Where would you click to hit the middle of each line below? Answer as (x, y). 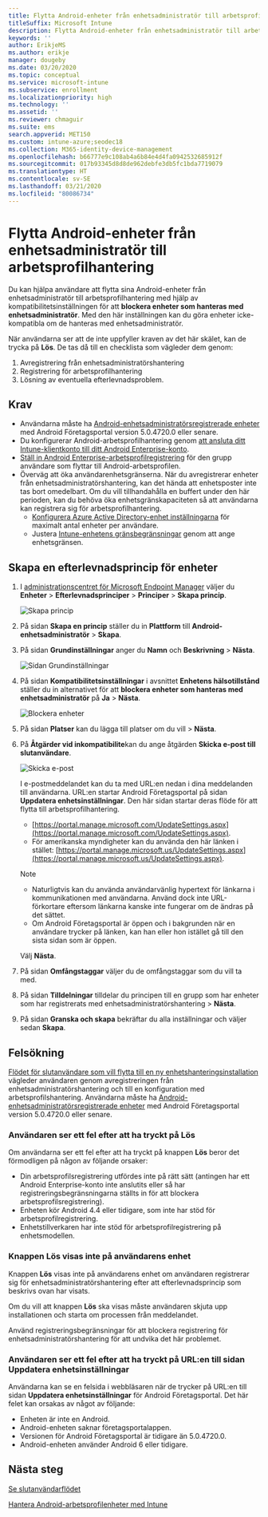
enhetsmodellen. (47, 1236)
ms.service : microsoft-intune (59, 82)
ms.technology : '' (39, 105)
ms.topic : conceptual (44, 75)
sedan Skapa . (43, 1028)
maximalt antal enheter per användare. (95, 525)
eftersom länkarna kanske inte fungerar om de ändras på (160, 907)
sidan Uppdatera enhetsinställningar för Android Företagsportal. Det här (128, 1395)
